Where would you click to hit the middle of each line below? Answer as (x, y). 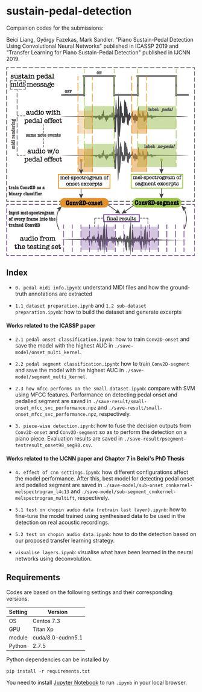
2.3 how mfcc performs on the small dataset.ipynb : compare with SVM (105, 388)
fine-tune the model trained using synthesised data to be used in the (100, 516)
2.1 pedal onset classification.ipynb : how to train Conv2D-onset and (102, 339)
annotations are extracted (60, 294)
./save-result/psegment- (155, 439)
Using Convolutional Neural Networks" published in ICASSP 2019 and (93, 46)
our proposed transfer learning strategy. (65, 541)
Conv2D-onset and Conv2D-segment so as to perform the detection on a (101, 432)
